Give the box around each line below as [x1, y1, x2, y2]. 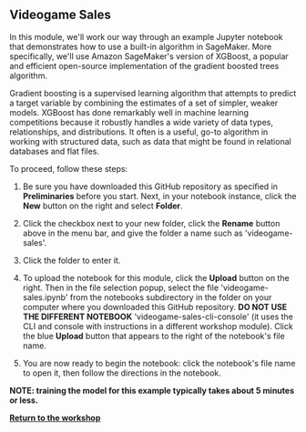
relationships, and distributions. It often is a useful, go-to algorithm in [9, 126, 269, 137]
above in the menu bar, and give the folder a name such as [22, 227, 243, 238]
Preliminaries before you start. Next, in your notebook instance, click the [22, 190, 298, 201]
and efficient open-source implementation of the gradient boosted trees [9, 60, 280, 71]
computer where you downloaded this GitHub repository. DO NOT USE [22, 301, 288, 312]
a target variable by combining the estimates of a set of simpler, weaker [9, 97, 279, 108]
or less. [9, 395, 39, 406]
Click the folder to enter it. [22, 255, 121, 266]
